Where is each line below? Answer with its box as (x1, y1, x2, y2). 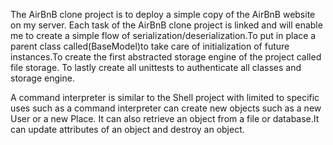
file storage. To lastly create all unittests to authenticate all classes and (10, 62, 302, 73)
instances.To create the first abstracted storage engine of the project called (10, 51, 322, 63)
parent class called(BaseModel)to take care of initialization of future (10, 40, 290, 52)
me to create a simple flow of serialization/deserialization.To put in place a (10, 30, 317, 41)
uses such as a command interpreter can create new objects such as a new (10, 102, 322, 114)
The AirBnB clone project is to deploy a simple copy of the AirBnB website (10, 9, 316, 20)
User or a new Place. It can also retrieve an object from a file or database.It (10, 113, 320, 124)
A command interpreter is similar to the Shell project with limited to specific (10, 92, 320, 103)
